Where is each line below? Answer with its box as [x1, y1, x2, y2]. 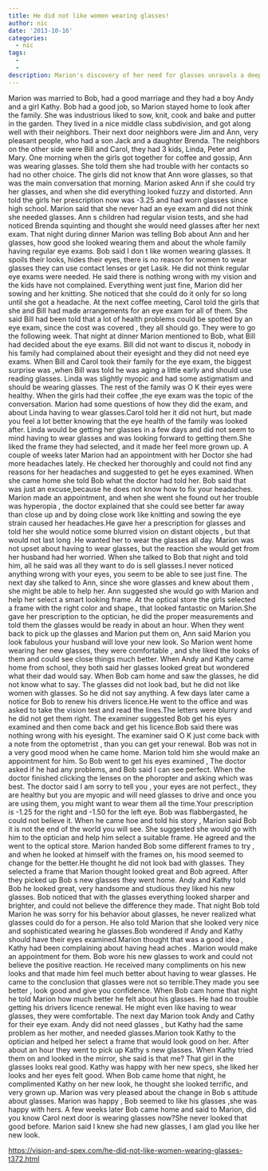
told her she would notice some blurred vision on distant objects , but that [8, 526, 251, 536]
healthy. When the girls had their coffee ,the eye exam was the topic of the [8, 390, 254, 400]
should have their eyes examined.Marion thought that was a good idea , [8, 934, 243, 944]
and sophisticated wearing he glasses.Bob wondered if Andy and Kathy [8, 925, 243, 936]
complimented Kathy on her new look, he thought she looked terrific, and [8, 1079, 249, 1089]
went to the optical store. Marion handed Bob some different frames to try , [8, 841, 255, 850]
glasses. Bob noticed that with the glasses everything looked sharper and [8, 892, 250, 901]
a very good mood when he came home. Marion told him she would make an [8, 747, 260, 757]
